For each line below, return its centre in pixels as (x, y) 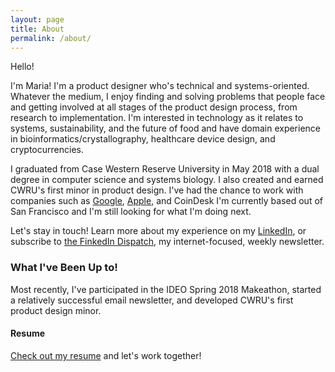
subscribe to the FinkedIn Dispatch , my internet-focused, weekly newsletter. (167, 242)
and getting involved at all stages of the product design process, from (154, 107)
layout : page (37, 19)
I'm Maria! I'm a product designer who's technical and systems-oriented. (160, 86)
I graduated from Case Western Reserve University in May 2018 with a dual (165, 169)
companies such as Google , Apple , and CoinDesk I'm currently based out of (166, 201)
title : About (37, 29)
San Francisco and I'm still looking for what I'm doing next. (131, 212)
